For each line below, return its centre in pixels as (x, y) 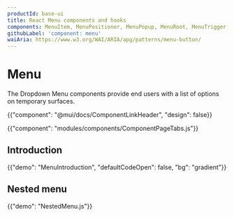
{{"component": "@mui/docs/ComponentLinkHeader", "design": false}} (110, 115)
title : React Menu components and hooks (67, 20)
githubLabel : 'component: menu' (54, 33)
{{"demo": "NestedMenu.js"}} (50, 206)
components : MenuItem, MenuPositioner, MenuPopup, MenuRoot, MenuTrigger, (118, 27)
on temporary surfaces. (41, 101)
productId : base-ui (36, 14)
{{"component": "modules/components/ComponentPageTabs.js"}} (103, 128)
